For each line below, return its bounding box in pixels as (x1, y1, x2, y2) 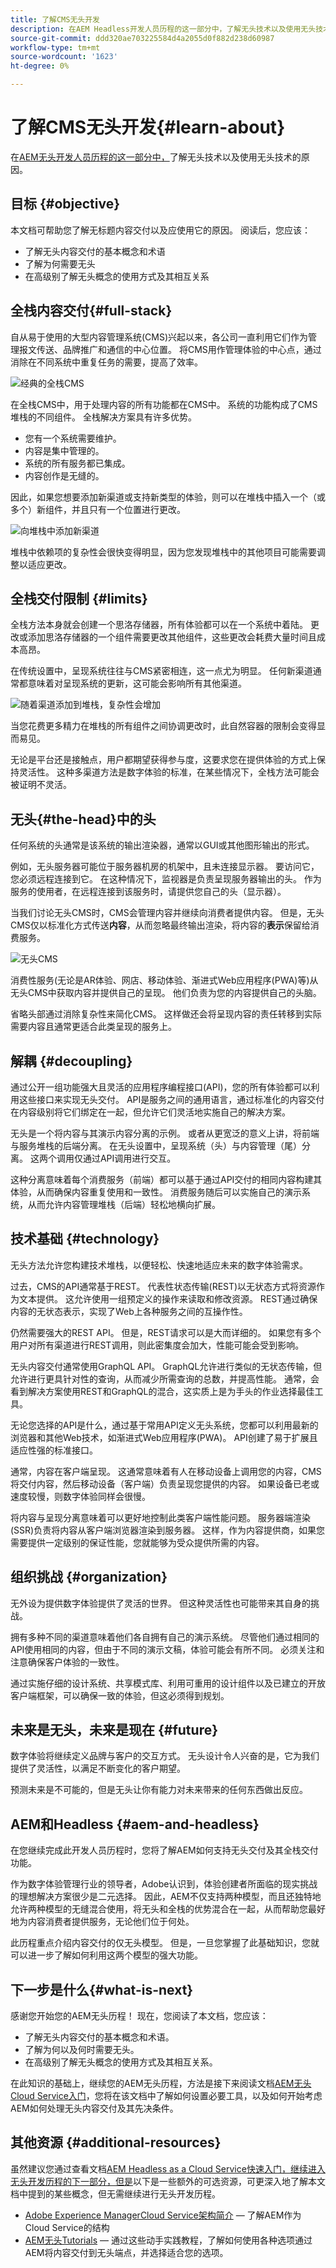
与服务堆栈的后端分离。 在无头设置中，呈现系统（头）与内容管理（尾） (10, 1140, 302, 1151)
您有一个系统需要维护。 (24, 432, 122, 444)
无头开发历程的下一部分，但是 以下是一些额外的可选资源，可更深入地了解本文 (10, 2175, 326, 2187)
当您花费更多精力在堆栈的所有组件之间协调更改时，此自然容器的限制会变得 (10, 720, 317, 732)
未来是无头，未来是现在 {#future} (10, 1722, 219, 1739)
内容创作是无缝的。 (24, 469, 105, 481)
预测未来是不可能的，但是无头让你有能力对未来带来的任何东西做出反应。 (10, 1784, 308, 1796)
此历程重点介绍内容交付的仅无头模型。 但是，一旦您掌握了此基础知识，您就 (10, 1937, 320, 1949)
